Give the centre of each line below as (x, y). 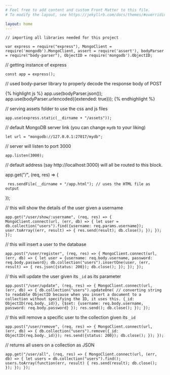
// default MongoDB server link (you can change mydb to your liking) (75, 128)
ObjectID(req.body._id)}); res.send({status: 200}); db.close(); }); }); (85, 336)
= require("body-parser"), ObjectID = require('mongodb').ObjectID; (79, 56)
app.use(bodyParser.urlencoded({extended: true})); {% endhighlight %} (80, 99)
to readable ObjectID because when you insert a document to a (73, 295)
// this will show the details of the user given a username (64, 208)
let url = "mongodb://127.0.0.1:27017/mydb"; (54, 137)
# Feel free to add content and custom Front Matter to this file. (78, 10)
